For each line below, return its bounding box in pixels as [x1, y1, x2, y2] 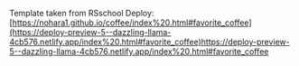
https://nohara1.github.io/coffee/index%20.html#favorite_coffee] [12, 17, 252, 28]
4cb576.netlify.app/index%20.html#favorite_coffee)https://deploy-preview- [9, 36, 291, 47]
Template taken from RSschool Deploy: [9, 8, 154, 18]
